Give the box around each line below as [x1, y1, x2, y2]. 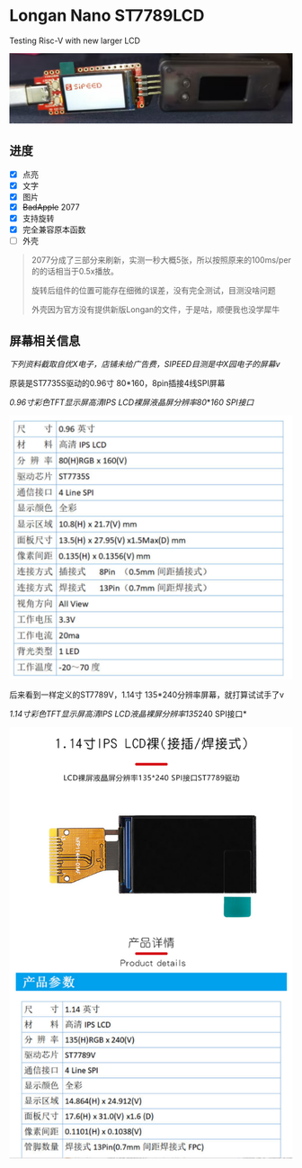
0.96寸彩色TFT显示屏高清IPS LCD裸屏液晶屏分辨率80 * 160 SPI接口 [9, 397, 254, 408]
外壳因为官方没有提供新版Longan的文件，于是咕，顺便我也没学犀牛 [31, 304, 280, 315]
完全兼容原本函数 [22, 224, 86, 235]
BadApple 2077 [22, 202, 80, 212]
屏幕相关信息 [9, 333, 81, 348]
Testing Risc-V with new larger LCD [9, 35, 141, 46]
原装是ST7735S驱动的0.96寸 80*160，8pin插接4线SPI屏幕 [9, 378, 226, 389]
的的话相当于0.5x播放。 [31, 266, 120, 277]
